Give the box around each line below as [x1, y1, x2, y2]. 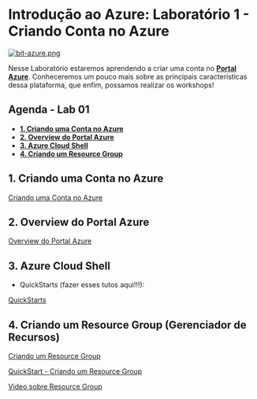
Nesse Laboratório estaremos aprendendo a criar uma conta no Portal [8, 63, 237, 72]
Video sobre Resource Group [8, 382, 102, 391]
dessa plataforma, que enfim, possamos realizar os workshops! [8, 80, 214, 90]
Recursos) [8, 331, 61, 344]
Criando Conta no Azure [8, 22, 169, 40]
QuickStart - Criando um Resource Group [8, 367, 143, 375]
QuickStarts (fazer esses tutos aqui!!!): [19, 280, 145, 290]
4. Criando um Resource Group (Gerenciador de [8, 318, 247, 331]
